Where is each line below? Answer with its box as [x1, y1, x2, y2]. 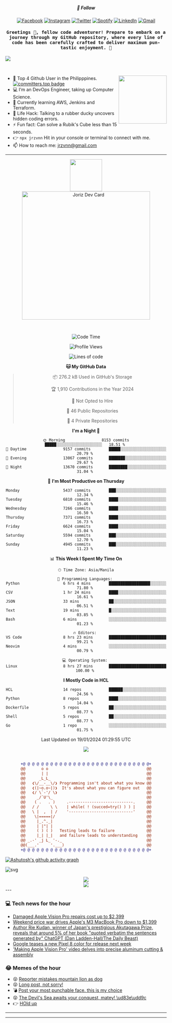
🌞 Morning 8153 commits [42, 438, 130, 443]
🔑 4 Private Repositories [67, 418, 118, 424]
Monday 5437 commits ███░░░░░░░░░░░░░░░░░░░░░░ [6, 488, 166, 493]
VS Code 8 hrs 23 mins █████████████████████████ [6, 635, 166, 640]
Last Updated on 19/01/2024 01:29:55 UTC [40, 737, 132, 743]
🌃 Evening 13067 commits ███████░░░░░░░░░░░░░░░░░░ [6, 456, 166, 461]
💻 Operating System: [62, 658, 107, 663]
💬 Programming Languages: [57, 577, 113, 582]
